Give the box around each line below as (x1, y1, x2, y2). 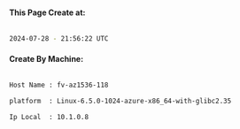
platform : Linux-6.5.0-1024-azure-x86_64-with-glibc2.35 (9, 97, 232, 106)
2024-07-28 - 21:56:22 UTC (9, 34, 109, 43)
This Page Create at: (9, 7, 86, 18)
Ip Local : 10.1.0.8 (9, 113, 89, 122)
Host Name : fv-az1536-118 (9, 80, 109, 90)
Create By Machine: (9, 53, 84, 64)
